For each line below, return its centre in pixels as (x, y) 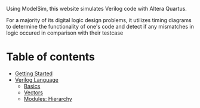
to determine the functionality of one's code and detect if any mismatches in (100, 27)
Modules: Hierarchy (48, 98)
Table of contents (51, 57)
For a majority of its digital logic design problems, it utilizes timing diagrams (99, 20)
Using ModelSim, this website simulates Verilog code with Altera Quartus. (96, 9)
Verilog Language (36, 79)
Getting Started (33, 73)
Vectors (33, 92)
